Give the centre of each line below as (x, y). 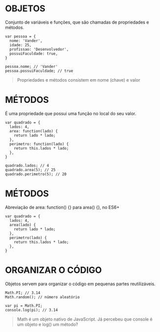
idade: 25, (21, 45)
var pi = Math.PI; (24, 305)
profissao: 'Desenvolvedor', (39, 49)
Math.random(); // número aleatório (42, 297)
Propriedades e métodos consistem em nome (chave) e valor (79, 80)
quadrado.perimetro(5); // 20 (36, 174)
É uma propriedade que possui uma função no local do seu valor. (71, 113)
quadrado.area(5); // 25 (30, 170)
